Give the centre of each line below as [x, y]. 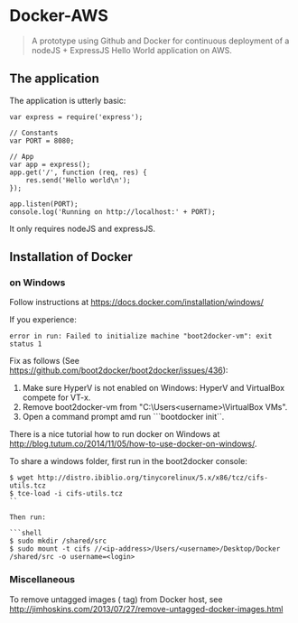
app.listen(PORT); [44, 204]
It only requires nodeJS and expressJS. [83, 228]
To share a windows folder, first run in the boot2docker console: [129, 461]
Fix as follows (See [44, 361]
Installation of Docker [71, 257]
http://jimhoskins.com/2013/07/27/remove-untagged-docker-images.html [146, 609]
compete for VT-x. [56, 397]
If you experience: [43, 320]
